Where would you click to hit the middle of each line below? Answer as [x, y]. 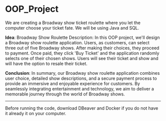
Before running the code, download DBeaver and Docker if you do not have [82, 108]
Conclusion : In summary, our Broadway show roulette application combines [83, 73]
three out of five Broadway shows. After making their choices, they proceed [82, 48]
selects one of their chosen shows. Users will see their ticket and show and [82, 58]
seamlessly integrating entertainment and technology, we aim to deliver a [80, 89]
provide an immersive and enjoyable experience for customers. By [73, 83]
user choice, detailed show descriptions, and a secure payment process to [81, 78]
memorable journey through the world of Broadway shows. [65, 94]
